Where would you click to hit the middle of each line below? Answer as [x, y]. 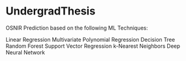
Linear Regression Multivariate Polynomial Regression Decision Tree [91, 39]
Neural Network [25, 52]
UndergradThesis [51, 11]
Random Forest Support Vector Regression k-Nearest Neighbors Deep [93, 46]
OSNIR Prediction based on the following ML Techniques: [77, 28]
